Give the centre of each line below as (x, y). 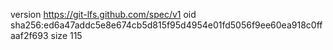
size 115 (66, 35)
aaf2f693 (29, 35)
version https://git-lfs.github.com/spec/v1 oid (103, 14)
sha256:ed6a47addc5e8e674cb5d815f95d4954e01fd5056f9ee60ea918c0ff (166, 25)
